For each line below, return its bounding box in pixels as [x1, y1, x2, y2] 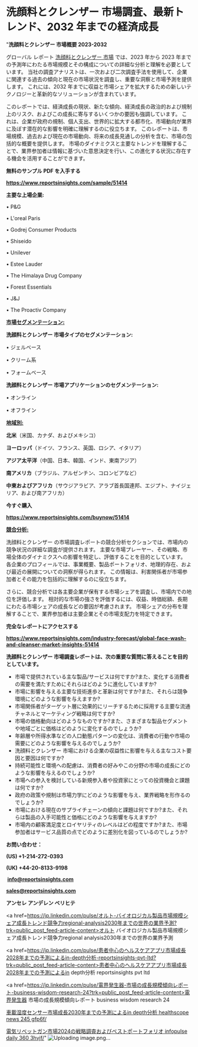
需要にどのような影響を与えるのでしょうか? [14, 739, 121, 747]
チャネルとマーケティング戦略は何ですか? [14, 710, 115, 717]
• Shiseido [6, 237, 32, 244]
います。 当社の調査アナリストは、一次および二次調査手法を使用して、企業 [6, 68, 187, 75]
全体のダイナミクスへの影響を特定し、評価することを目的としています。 [11, 553, 186, 560]
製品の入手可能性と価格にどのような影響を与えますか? [25, 813, 157, 820]
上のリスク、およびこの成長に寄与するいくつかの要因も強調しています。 [6, 110, 181, 117]
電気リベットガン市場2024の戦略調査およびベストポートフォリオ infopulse [6, 1027, 187, 1035]
